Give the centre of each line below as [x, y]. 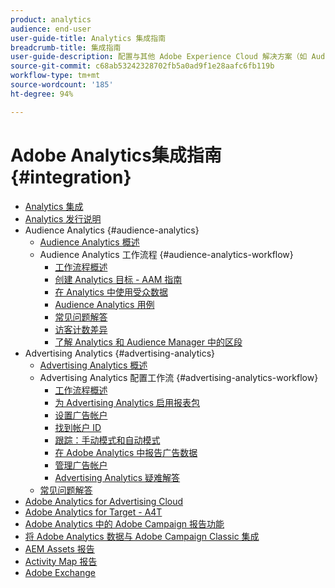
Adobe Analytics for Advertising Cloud [104, 501]
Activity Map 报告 [61, 561]
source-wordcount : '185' [62, 85]
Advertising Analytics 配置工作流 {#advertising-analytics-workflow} [179, 377]
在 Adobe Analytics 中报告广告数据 [126, 452]
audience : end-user [51, 29]
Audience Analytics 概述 [89, 242]
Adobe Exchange [60, 572]
